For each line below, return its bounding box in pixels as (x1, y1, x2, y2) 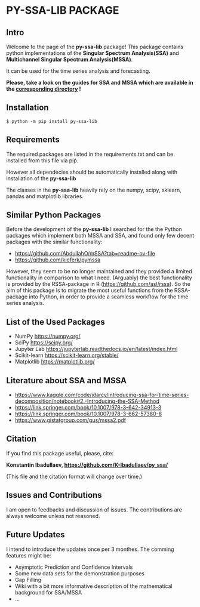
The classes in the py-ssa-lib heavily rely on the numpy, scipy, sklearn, (6, 186, 182, 193)
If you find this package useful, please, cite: (6, 449, 114, 457)
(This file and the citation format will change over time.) (6, 473, 142, 480)
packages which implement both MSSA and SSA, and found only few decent (6, 232, 195, 239)
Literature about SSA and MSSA (6, 375, 127, 386)
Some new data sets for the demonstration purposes (14, 569, 145, 577)
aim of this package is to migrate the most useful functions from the (6, 287, 173, 294)
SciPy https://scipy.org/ (14, 339, 73, 346)
